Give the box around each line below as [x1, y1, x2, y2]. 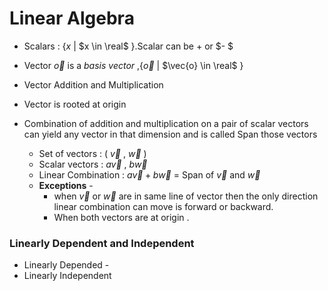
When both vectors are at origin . [53, 211, 190, 223]
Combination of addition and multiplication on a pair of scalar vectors [23, 117, 309, 129]
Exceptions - [38, 179, 94, 191]
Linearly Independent [23, 270, 112, 282]
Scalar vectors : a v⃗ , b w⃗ [38, 158, 148, 170]
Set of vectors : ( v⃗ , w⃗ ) [38, 147, 147, 159]
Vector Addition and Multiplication [23, 78, 164, 91]
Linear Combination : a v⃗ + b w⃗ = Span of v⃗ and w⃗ [38, 168, 261, 181]
